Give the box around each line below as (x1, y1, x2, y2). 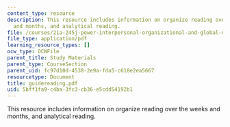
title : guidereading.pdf (7, 80, 78, 87)
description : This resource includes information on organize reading (7, 16, 213, 23)
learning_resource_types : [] (7, 42, 90, 48)
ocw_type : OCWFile (7, 48, 60, 55)
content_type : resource (7, 10, 75, 17)
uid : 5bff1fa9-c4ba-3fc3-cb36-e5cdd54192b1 (7, 86, 133, 93)
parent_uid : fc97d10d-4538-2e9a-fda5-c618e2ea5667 (7, 67, 155, 74)
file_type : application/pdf (7, 36, 88, 42)
